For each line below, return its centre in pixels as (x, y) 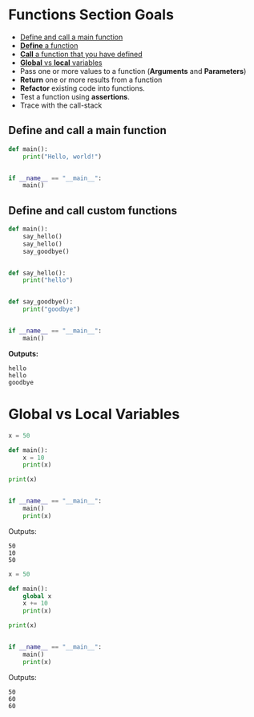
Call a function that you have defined (81, 54)
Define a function (49, 45)
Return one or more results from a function (91, 79)
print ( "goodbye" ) (52, 310)
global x (37, 596)
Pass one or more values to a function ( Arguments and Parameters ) (133, 71)
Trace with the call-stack (61, 105)
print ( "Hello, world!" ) (62, 157)
